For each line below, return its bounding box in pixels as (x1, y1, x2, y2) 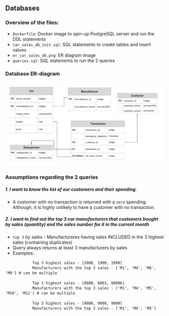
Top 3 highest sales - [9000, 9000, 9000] (32, 300, 123, 306)
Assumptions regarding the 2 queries (5, 174, 99, 181)
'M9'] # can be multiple (5, 270, 57, 276)
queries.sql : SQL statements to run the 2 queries (12, 58, 115, 64)
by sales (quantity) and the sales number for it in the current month (5, 221, 149, 227)
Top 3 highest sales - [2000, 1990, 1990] (32, 260, 123, 266)
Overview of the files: (5, 19, 59, 26)
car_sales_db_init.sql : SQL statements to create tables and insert (12, 41, 151, 47)
